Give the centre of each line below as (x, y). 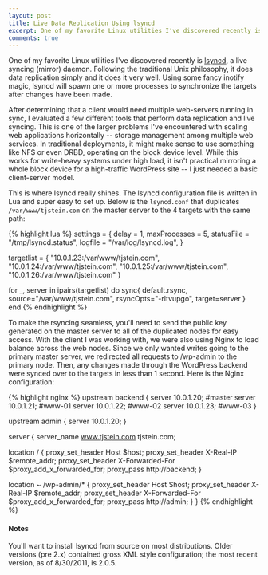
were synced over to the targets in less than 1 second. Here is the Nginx (126, 374)
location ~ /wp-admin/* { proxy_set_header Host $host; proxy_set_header (129, 485)
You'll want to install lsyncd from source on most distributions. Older (120, 546)
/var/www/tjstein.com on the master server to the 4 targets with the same (130, 210)
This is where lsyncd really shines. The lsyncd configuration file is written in (133, 193)
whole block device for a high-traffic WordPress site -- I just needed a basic (133, 169)
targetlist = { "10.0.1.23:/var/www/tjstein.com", (84, 258)
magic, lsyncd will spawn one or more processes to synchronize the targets (132, 86)
